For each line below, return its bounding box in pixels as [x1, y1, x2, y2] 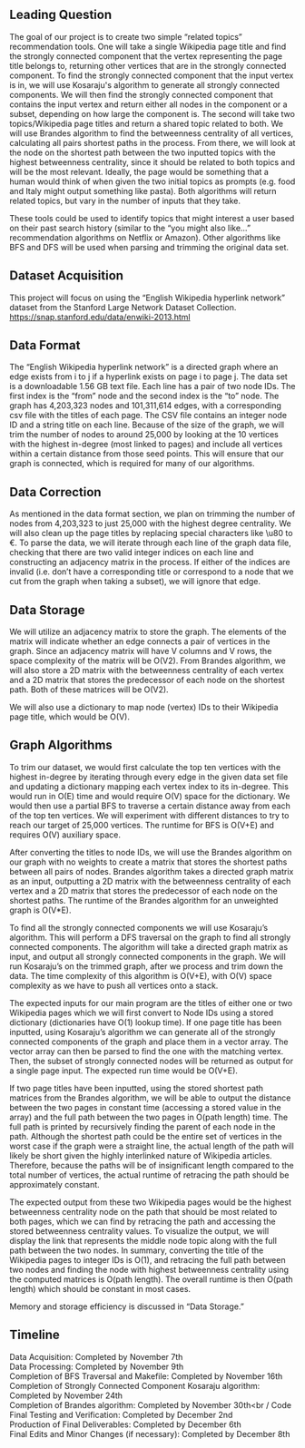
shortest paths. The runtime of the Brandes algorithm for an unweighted [9, 895, 279, 905]
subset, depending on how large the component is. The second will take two [9, 108, 295, 119]
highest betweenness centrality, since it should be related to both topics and [9, 156, 295, 167]
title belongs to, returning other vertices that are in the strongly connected [9, 60, 287, 71]
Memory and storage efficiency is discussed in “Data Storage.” [9, 1301, 245, 1312]
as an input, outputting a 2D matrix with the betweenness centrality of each [9, 876, 291, 886]
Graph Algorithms [9, 738, 113, 753]
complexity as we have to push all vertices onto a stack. [9, 980, 219, 991]
